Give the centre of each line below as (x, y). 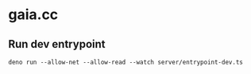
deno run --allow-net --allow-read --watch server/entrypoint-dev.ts (126, 62)
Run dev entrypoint (57, 44)
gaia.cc (33, 15)
